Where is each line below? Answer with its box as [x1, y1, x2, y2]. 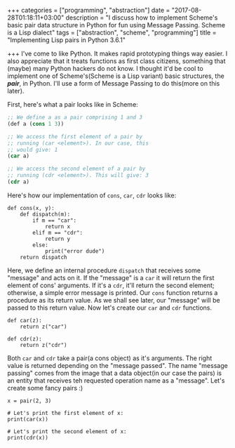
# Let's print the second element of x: [7, 428, 128, 435]
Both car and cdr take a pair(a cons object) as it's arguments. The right [7, 354, 213, 362]
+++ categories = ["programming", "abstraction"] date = [7, 6, 170, 14]
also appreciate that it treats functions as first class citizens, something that [7, 57, 226, 65]
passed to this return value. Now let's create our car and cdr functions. [7, 303, 213, 312]
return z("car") [20, 323, 68, 330]
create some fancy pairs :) [7, 383, 83, 392]
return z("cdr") [20, 341, 68, 348]
